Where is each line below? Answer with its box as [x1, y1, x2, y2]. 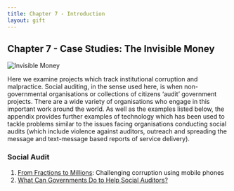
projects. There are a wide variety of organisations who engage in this [7, 98, 210, 106]
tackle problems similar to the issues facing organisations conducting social [7, 120, 227, 129]
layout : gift [7, 17, 46, 24]
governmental [7, 90, 48, 98]
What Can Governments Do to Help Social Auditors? [17, 176, 169, 184]
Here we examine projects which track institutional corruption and [7, 75, 198, 84]
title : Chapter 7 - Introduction [7, 10, 105, 18]
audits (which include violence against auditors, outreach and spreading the [7, 127, 227, 136]
